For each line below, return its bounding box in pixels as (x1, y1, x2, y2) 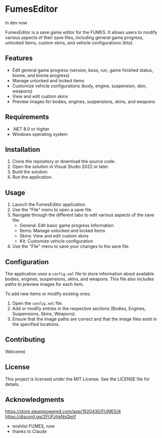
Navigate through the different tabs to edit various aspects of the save (12, 212, 155, 218)
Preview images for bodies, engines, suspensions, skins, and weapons (12, 99, 156, 104)
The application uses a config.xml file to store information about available (5, 271, 155, 276)
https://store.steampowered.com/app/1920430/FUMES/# (5, 408, 121, 414)
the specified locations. (12, 321, 60, 327)
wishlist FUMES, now (12, 423, 55, 429)
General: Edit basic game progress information (19, 223, 114, 229)
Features (5, 54, 33, 63)
